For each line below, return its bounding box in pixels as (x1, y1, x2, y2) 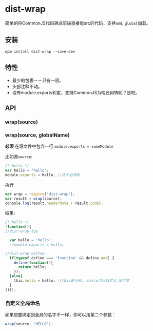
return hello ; (18, 265, 47, 270)
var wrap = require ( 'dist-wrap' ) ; (5, 192, 76, 196)
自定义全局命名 (5, 300, 40, 307)
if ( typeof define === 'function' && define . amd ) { (9, 255, 115, 260)
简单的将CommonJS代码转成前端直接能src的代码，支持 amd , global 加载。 (5, 20, 151, 26)
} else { (9, 274, 23, 279)
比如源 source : (5, 154, 33, 159)
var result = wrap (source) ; (5, 196, 62, 201)
